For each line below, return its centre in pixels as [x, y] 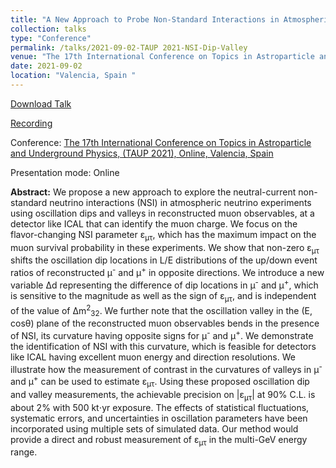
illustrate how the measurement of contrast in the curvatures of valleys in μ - [166, 368]
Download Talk [41, 103]
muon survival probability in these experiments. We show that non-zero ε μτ [165, 248]
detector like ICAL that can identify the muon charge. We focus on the [154, 223]
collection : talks [48, 29]
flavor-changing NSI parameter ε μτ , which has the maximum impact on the [163, 235]
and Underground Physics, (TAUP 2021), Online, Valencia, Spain [142, 153]
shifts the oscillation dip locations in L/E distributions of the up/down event [164, 260]
